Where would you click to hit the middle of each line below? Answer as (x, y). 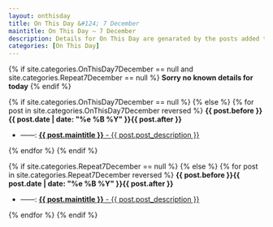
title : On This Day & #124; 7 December (74, 24)
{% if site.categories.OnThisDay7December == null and (101, 69)
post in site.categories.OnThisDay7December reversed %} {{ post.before (131, 111)
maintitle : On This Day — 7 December (72, 31)
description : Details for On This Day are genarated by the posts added (134, 39)
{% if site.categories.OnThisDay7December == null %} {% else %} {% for (131, 102)
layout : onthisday (39, 16)
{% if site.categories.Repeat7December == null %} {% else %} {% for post (133, 166)
